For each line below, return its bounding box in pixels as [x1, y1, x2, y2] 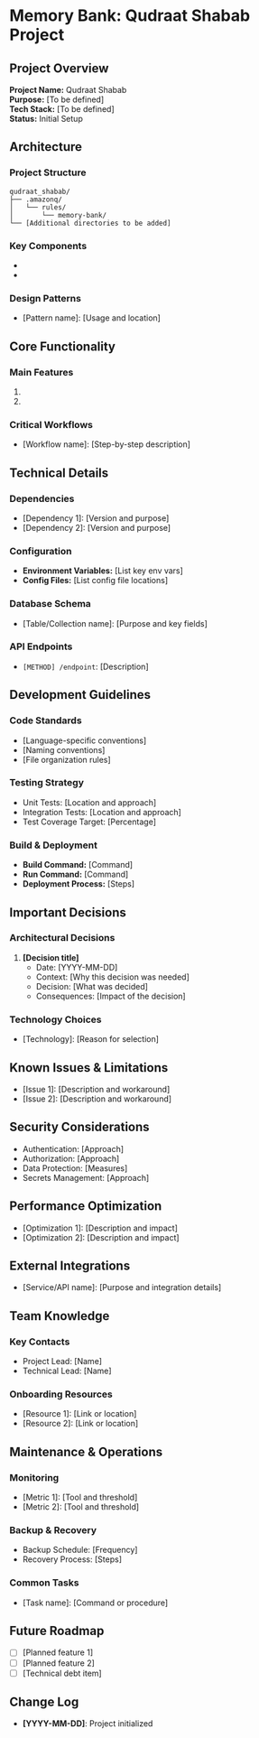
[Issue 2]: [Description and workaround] [22, 1093, 172, 1104]
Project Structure [9, 166, 87, 179]
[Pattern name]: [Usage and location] [22, 312, 161, 323]
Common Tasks [9, 1576, 79, 1589]
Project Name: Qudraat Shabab [9, 85, 127, 95]
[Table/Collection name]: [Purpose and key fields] [22, 618, 208, 628]
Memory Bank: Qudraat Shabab [9, 5, 251, 26]
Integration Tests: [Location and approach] [22, 806, 182, 817]
